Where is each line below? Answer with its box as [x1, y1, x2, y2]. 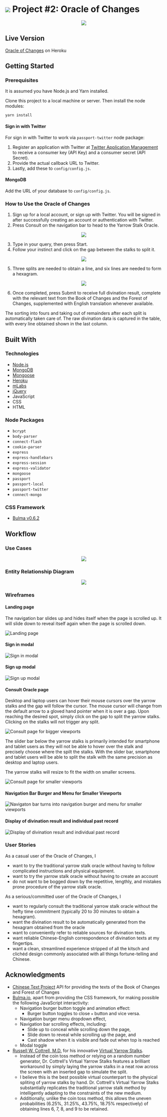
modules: [5, 103, 24, 109]
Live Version [5, 34, 45, 43]
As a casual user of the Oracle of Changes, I [5, 852, 96, 859]
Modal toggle [19, 1042, 47, 1048]
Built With [5, 335, 36, 344]
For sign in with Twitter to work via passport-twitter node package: [5, 134, 145, 140]
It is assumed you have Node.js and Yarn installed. [5, 88, 109, 94]
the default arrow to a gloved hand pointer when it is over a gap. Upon [5, 708, 150, 714]
